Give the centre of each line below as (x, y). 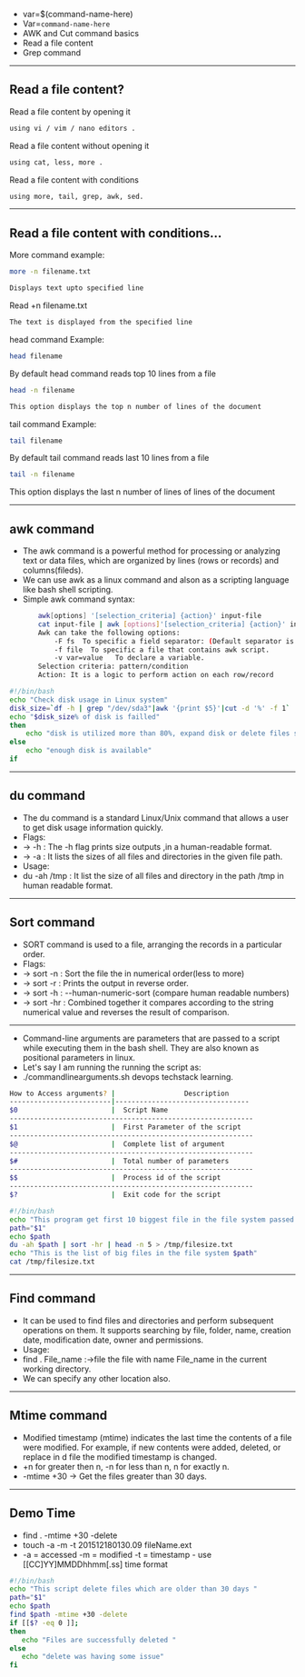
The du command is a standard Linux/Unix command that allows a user (155, 817)
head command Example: (57, 339)
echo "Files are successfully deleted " (99, 1640)
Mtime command (58, 1416)
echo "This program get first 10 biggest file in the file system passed (152, 1219)
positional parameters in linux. (79, 1057)
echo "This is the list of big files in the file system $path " (133, 1253)
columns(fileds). (53, 570)
